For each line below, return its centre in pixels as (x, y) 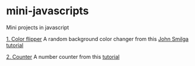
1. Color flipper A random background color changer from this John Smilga (97, 39)
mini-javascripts (48, 11)
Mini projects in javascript (38, 27)
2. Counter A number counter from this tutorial (63, 56)
